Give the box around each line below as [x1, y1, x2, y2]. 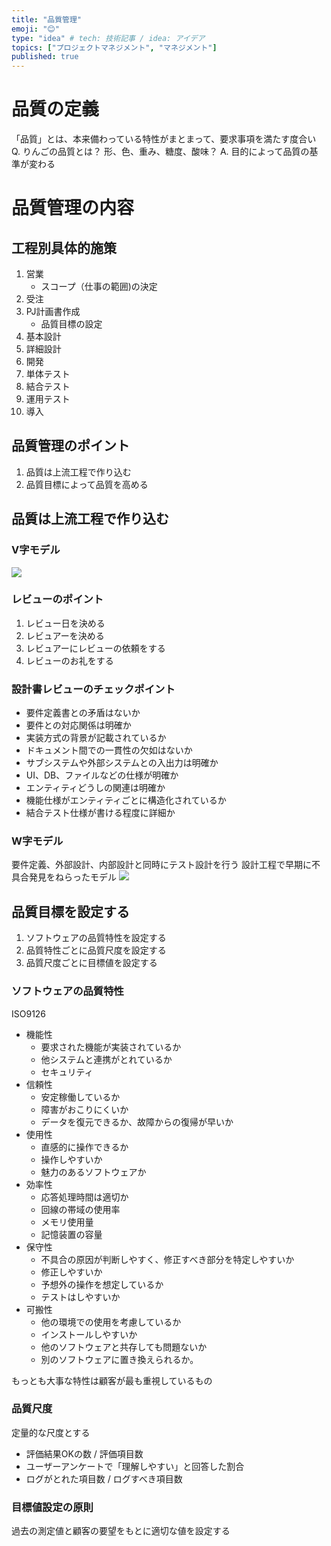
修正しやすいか [40, 1266, 103, 1278]
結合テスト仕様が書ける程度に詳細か [25, 807, 176, 819]
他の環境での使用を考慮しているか [40, 1316, 182, 1328]
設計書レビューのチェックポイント [11, 682, 176, 696]
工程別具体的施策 [11, 239, 117, 256]
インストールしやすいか [40, 1328, 138, 1340]
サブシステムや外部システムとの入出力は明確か [25, 757, 219, 769]
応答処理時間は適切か [40, 1191, 129, 1203]
